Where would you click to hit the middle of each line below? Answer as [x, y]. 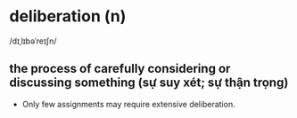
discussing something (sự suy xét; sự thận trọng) [149, 83]
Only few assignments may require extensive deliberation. [128, 104]
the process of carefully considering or [120, 69]
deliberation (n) [68, 16]
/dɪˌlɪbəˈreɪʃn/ [33, 41]
